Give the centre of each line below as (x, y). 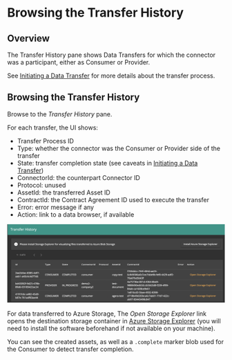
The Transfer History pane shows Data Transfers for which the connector (112, 55)
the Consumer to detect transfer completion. (70, 349)
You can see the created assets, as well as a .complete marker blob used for (116, 342)
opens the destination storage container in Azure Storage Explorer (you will (114, 321)
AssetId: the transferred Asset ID (64, 192)
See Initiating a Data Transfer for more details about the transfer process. (111, 75)
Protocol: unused (41, 185)
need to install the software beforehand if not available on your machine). (111, 328)
